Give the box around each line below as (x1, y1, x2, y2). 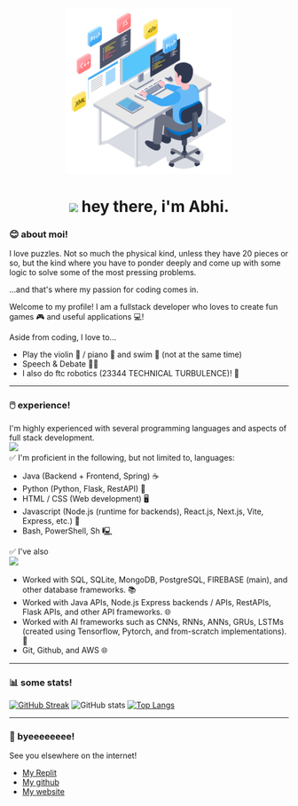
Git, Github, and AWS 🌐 (21, 644, 108, 655)
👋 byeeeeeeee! (9, 731, 75, 742)
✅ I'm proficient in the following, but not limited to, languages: (9, 452, 235, 462)
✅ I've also (9, 546, 49, 557)
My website (21, 786, 65, 797)
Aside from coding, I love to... (9, 332, 117, 343)
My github (21, 777, 60, 787)
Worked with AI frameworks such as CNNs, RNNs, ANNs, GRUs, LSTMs (21, 616, 284, 627)
